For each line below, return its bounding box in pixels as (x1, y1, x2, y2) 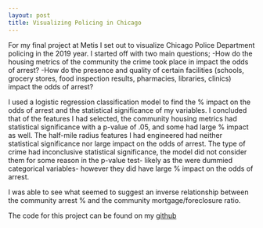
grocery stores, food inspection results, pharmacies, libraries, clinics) (8, 74, 232, 83)
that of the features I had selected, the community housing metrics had (8, 114, 237, 123)
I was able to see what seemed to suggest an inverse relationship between (8, 187, 249, 197)
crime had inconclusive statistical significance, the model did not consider (8, 147, 247, 157)
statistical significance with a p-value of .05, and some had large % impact (8, 122, 249, 132)
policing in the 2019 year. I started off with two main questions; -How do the (8, 49, 253, 58)
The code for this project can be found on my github (8, 211, 177, 220)
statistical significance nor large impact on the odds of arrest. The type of (8, 139, 246, 148)
